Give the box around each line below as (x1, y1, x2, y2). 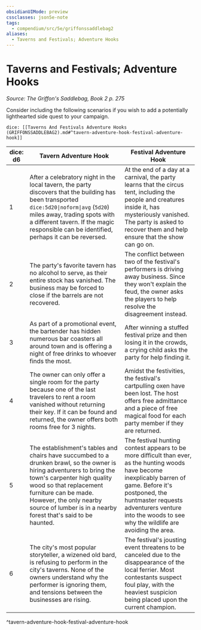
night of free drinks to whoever (29, 349, 117, 358)
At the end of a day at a (124, 165, 190, 174)
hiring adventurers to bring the (29, 466, 115, 474)
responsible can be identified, (29, 225, 113, 233)
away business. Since (124, 272, 185, 281)
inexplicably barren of (124, 473, 186, 482)
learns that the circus (124, 180, 184, 188)
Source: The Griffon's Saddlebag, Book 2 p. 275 (6, 95, 125, 102)
